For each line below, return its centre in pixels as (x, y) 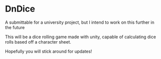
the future (15, 27)
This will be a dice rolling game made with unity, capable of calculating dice (80, 37)
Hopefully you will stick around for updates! (48, 51)
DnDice (20, 9)
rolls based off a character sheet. (38, 42)
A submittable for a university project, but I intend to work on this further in (80, 22)
